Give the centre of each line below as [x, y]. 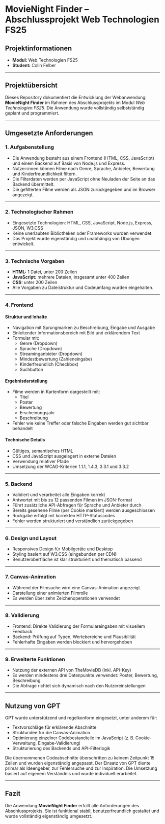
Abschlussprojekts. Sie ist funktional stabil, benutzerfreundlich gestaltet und [82, 811]
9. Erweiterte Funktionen [35, 659]
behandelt [22, 429]
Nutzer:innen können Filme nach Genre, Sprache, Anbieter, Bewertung [83, 168]
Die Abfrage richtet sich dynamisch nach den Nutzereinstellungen [79, 686]
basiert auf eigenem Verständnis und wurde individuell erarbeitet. [71, 773]
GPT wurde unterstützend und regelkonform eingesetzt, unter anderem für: [81, 717]
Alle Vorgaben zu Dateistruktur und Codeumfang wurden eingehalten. [83, 287]
